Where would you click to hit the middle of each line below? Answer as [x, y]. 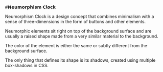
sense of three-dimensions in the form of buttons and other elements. [75, 22]
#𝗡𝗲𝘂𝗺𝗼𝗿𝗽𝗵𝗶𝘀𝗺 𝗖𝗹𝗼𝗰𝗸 [31, 7]
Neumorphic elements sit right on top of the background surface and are [78, 31]
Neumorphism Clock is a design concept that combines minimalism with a [80, 16]
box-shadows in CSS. [27, 65]
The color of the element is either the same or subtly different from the [76, 45]
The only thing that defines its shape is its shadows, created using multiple [80, 60]
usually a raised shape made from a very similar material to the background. [81, 36]
